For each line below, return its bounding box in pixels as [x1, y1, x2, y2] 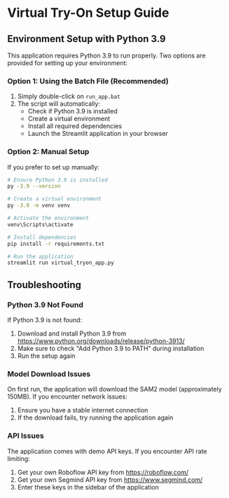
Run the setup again [17, 352, 76, 360]
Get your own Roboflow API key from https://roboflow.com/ [17, 468, 189, 476]
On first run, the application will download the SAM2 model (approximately [7, 385, 222, 394]
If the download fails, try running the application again [17, 413, 174, 422]
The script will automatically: [17, 99, 100, 108]
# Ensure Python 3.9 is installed [7, 177, 109, 184]
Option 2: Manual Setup [7, 147, 90, 157]
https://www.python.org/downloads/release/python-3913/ [17, 337, 186, 345]
